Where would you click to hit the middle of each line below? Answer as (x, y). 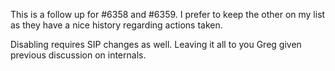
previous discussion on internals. (78, 55)
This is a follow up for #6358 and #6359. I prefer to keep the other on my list (168, 14)
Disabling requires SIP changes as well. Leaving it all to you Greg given (156, 44)
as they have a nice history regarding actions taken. (116, 25)
